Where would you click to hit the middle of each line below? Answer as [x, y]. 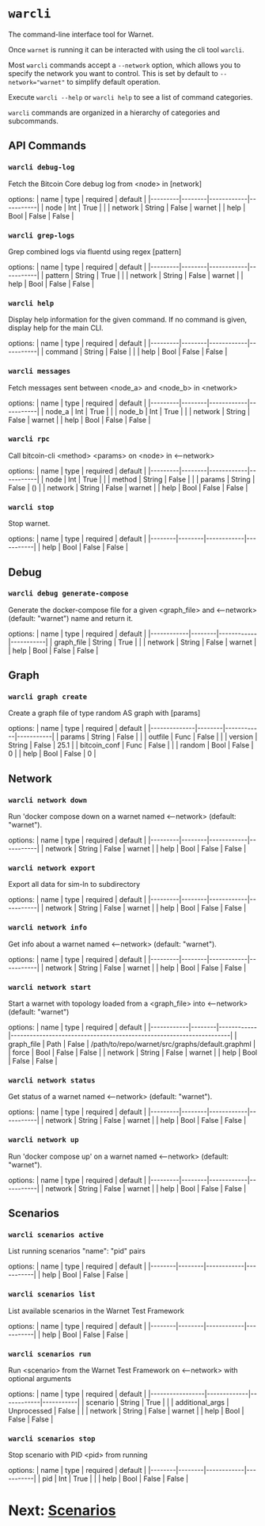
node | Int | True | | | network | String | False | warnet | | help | [146, 207]
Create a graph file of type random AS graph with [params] [104, 713]
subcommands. [34, 120]
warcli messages [40, 371]
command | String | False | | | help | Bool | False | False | [136, 352]
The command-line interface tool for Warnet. [81, 34]
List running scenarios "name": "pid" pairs [77, 1251]
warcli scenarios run [50, 1354]
